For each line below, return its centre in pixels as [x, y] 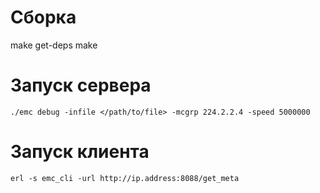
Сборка [43, 17]
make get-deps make [54, 45]
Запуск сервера [81, 85]
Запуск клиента [80, 152]
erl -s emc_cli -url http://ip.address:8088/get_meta [125, 178]
